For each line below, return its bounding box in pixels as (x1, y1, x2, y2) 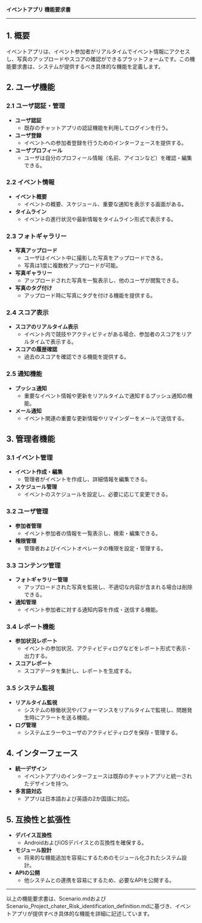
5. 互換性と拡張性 (6, 814, 71, 824)
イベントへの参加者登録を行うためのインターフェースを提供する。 (23, 139, 188, 146)
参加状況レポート (14, 637, 58, 645)
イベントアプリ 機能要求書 (6, 6, 71, 13)
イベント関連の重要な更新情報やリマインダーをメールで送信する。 (23, 414, 188, 422)
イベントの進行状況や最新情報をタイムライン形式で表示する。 (23, 215, 177, 222)
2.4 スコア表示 (6, 308, 49, 317)
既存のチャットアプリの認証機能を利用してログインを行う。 (23, 124, 171, 131)
